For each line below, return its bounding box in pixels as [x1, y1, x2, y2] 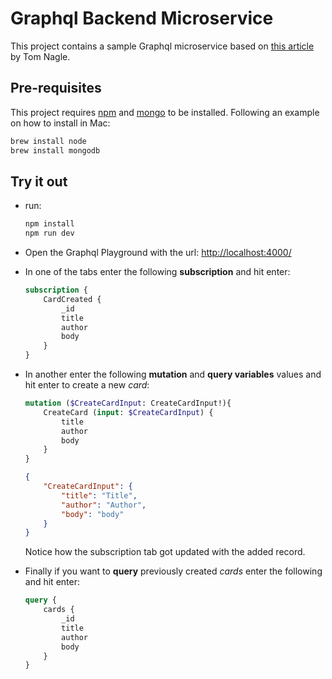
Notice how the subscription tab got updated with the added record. [24, 546, 306, 558]
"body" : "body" [61, 509, 125, 519]
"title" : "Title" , [61, 490, 138, 501]
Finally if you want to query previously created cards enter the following [24, 565, 323, 577]
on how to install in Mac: [10, 117, 111, 129]
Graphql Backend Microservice [10, 7, 274, 30]
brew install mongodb [10, 145, 101, 156]
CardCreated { [43, 294, 102, 304]
